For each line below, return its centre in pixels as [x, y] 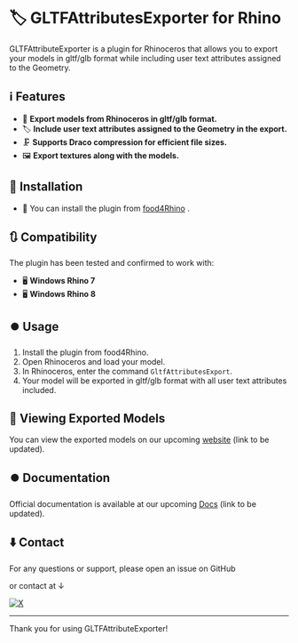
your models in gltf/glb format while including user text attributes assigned [145, 58]
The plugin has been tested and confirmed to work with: [112, 263]
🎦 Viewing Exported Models [87, 418]
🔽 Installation [46, 187]
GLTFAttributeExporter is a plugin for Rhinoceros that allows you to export [144, 48]
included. [39, 390]
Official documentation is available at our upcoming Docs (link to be [133, 503]
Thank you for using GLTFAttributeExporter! [89, 628]
